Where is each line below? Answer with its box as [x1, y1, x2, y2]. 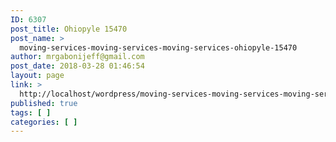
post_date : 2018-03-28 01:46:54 [10, 61, 145, 71]
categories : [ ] [10, 117, 78, 127]
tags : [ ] [10, 107, 52, 118]
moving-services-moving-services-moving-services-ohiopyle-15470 [19, 42, 298, 53]
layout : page [10, 71, 65, 81]
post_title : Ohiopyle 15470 [10, 24, 128, 34]
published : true [10, 98, 78, 108]
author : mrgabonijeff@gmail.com [10, 52, 145, 62]
